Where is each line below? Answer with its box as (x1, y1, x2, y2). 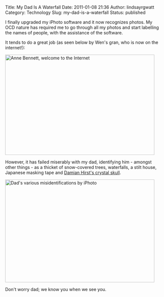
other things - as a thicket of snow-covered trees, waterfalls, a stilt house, (5, 164, 157, 170)
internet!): (5, 45, 25, 50)
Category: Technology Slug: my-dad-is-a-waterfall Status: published (5, 9, 146, 15)
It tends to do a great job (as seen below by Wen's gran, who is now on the (5, 39, 159, 45)
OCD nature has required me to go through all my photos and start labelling (5, 24, 159, 30)
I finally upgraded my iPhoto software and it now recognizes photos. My (5, 19, 153, 25)
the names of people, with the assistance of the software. (5, 30, 123, 35)
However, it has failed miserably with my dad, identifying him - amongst (5, 159, 152, 165)
